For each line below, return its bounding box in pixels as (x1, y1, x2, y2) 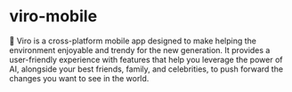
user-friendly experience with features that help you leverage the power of (9, 54, 283, 65)
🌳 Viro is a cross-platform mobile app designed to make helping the (9, 35, 256, 46)
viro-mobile (9, 6, 98, 27)
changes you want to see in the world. (9, 73, 150, 83)
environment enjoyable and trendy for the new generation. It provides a (9, 44, 271, 55)
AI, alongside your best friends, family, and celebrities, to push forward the (9, 64, 283, 74)
